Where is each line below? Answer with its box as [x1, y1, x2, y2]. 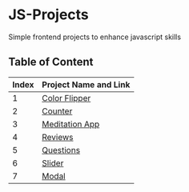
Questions [42, 144, 81, 155]
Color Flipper [42, 92, 91, 103]
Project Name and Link [42, 78, 131, 90]
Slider [42, 158, 64, 169]
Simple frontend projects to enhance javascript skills [8, 32, 182, 42]
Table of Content [8, 55, 94, 69]
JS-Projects [8, 6, 90, 24]
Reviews [42, 131, 74, 142]
